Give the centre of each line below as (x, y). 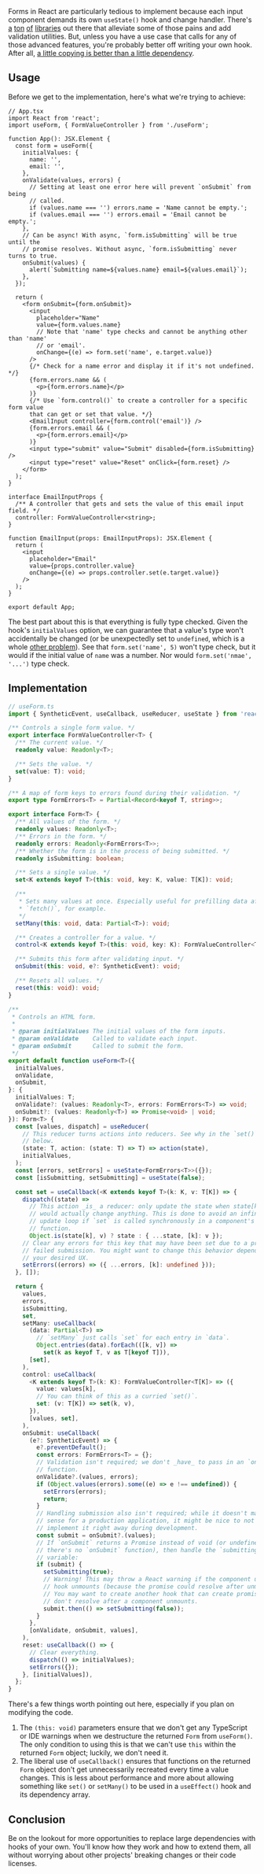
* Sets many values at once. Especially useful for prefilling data (133, 901)
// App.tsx (26, 111)
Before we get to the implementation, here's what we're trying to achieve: (127, 97)
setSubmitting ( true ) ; (78, 1572)
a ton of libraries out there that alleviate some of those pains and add (120, 28)
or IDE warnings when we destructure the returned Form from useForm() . (136, 1736)
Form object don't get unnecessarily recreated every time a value (124, 1769)
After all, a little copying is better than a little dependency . (101, 53)
